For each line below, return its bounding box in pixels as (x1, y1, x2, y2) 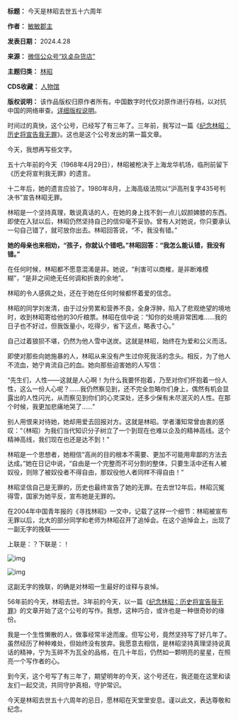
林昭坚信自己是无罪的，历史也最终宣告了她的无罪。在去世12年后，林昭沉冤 (7, 483, 225, 492)
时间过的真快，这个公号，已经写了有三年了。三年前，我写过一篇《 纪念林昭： (7, 121, 231, 130)
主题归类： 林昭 (7, 67, 53, 75)
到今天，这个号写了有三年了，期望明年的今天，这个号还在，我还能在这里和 (7, 672, 225, 680)
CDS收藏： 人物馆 (7, 82, 60, 91)
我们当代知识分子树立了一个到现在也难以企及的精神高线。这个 (50, 426, 231, 435)
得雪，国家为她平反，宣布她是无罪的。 (7, 492, 119, 500)
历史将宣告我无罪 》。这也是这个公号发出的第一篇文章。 (7, 131, 166, 138)
